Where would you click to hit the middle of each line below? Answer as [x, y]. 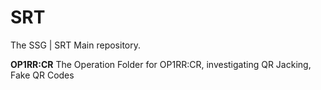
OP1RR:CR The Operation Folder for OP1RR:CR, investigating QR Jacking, [161, 64]
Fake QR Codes [42, 75]
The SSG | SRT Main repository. [75, 45]
